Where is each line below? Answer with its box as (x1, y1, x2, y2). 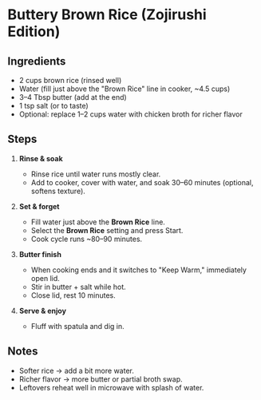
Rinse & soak (18, 153, 63, 163)
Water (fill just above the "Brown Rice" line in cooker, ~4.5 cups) (18, 84, 231, 93)
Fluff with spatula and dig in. (30, 321, 125, 331)
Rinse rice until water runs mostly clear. (30, 169, 161, 179)
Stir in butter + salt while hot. (30, 282, 127, 291)
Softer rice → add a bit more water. (18, 366, 135, 375)
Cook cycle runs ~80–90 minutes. (30, 234, 143, 244)
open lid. (30, 273, 61, 283)
